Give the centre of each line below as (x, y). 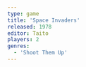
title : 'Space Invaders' (44, 20)
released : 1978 (30, 27)
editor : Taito (28, 33)
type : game (23, 14)
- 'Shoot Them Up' (41, 53)
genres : (19, 46)
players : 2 (23, 40)
